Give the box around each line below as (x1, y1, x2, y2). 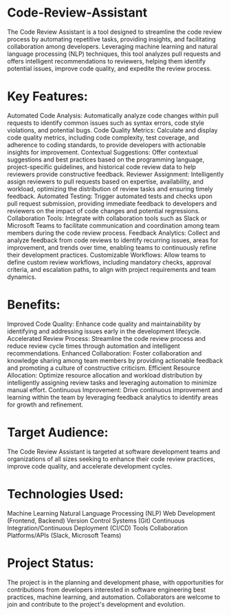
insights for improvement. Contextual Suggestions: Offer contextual (7, 148, 198, 156)
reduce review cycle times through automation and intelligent (7, 342, 180, 350)
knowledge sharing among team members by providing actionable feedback (7, 356, 223, 364)
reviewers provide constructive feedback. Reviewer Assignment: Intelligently (7, 170, 224, 178)
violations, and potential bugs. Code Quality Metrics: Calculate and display (7, 126, 218, 134)
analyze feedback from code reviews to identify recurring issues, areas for (7, 236, 219, 244)
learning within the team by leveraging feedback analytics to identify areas (7, 393, 219, 401)
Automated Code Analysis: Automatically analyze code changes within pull (7, 111, 219, 119)
